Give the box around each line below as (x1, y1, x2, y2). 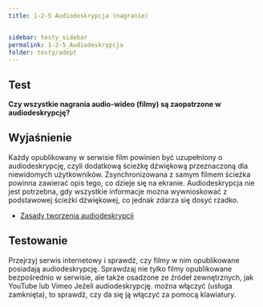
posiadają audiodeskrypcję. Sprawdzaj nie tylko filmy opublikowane (8, 264, 233, 273)
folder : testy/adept (8, 48, 78, 56)
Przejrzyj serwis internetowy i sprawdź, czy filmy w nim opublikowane (8, 255, 240, 265)
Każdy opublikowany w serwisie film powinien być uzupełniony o (8, 152, 223, 162)
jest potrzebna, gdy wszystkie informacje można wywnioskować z (8, 186, 228, 196)
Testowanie (8, 234, 68, 248)
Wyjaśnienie (8, 131, 72, 145)
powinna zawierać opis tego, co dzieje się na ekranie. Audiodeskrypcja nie (8, 178, 255, 187)
